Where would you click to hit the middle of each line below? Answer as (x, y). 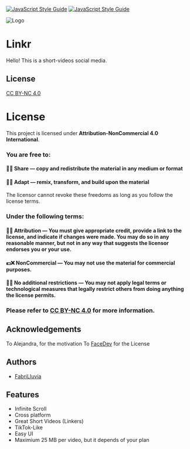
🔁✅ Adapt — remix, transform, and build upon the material (78, 182)
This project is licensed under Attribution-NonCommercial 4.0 (82, 133)
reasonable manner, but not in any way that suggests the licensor (87, 243)
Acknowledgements (44, 329)
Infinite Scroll (30, 409)
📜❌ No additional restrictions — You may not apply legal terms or (86, 283)
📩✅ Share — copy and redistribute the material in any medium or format (94, 169)
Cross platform (33, 415)
